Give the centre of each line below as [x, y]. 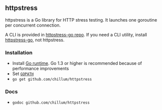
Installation [19, 53]
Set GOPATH [23, 74]
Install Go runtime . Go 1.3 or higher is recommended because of [77, 63]
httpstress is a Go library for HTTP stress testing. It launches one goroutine [81, 20]
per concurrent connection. [33, 25]
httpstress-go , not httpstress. [35, 40]
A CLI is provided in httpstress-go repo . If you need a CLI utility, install [76, 34]
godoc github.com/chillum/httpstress [51, 103]
